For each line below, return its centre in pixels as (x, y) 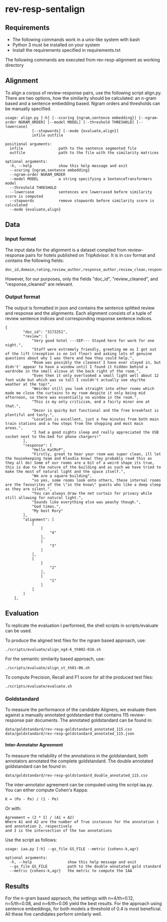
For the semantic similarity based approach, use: (55, 659)
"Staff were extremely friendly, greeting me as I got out (94, 349)
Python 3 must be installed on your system (56, 45)
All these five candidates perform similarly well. (54, 914)
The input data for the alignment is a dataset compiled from (66, 250)
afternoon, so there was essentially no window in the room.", (72, 397)
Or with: (13, 808)
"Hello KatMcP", (48, 450)
